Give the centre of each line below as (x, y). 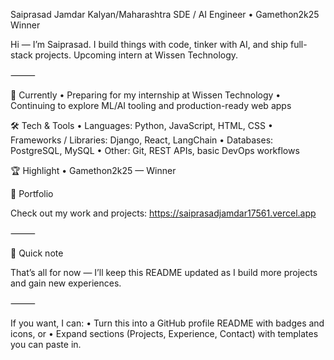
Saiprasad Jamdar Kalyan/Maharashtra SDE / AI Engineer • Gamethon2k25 (165, 14)
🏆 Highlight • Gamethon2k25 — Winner (93, 170)
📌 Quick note (37, 253)
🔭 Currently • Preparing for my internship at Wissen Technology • (146, 95)
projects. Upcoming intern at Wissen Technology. (136, 55)
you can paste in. (46, 344)
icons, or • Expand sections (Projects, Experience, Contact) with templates (164, 333)
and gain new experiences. (66, 283)
